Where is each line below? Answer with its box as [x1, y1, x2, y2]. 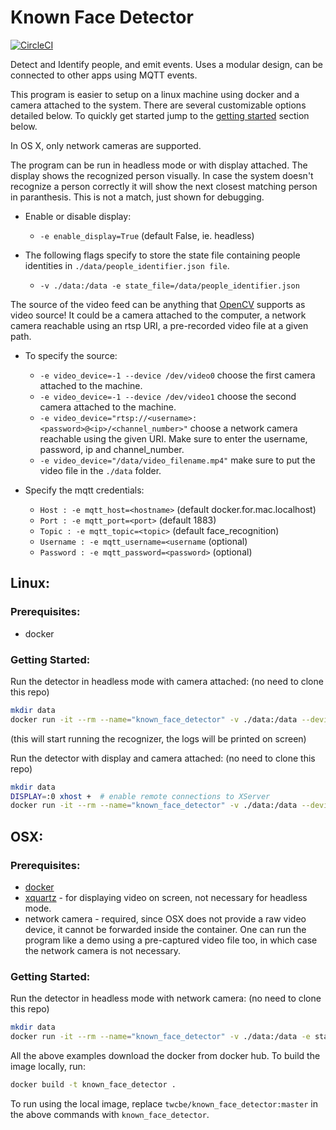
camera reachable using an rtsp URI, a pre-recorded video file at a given [10, 319, 309, 331]
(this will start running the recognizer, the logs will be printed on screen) [10, 732, 307, 745]
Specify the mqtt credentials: [24, 484, 145, 496]
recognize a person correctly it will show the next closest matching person [10, 180, 318, 192]
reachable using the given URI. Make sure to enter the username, [39, 432, 308, 445]
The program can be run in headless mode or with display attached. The [10, 159, 308, 171]
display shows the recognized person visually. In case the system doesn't [10, 169, 314, 181]
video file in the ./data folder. [39, 464, 162, 476]
